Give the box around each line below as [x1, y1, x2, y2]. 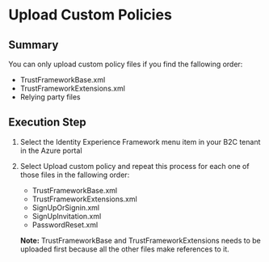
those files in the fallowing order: [19, 170, 130, 180]
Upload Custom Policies [8, 6, 172, 24]
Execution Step [8, 116, 86, 129]
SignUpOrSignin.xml [32, 202, 100, 212]
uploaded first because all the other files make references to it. [19, 244, 230, 254]
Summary [8, 38, 59, 52]
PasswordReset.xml [32, 220, 99, 230]
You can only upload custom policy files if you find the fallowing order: [8, 59, 243, 69]
